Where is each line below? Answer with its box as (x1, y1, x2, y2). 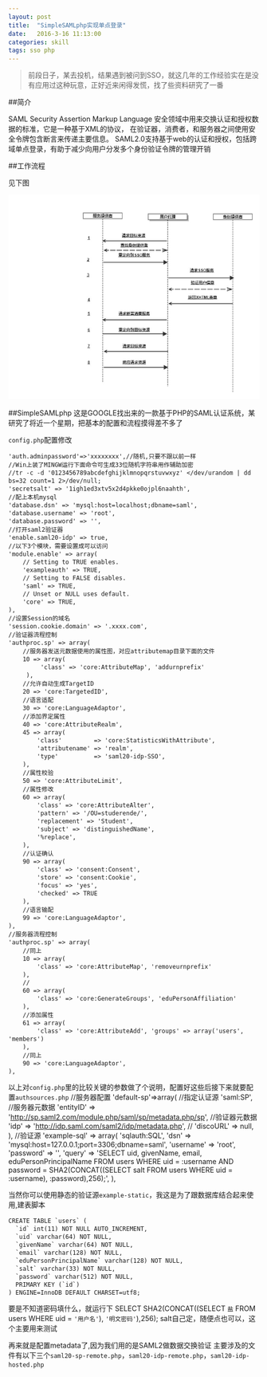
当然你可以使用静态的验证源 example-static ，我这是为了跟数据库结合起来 (8, 1190, 247, 1200)
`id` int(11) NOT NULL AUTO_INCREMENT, (15, 1225, 148, 1233)
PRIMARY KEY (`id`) (15, 1281, 80, 1289)
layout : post (8, 13, 52, 21)
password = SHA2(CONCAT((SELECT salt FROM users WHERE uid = (8, 1165, 234, 1175)
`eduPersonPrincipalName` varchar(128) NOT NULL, (15, 1257, 183, 1265)
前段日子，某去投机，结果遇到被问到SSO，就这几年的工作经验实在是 (27, 70, 253, 80)
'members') (8, 1035, 45, 1044)
